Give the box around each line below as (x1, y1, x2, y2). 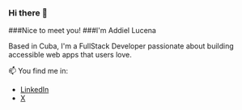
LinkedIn (19, 85, 49, 95)
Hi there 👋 (8, 7, 49, 19)
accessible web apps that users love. (8, 50, 132, 60)
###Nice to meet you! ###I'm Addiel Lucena (8, 26, 156, 36)
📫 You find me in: (8, 66, 69, 76)
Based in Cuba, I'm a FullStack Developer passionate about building (8, 41, 235, 51)
